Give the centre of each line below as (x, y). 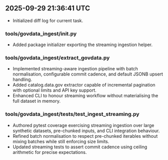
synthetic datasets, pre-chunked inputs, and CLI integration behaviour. (86, 131)
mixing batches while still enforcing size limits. (61, 141)
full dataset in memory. (36, 101)
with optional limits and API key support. (54, 90)
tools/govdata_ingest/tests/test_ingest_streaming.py (72, 114)
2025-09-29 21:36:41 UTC (48, 8)
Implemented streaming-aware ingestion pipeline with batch (75, 69)
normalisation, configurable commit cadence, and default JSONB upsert (88, 74)
